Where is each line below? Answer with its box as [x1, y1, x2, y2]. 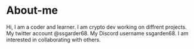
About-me [6, 4, 58, 17]
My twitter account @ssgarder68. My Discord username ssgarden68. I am [6, 29, 189, 36]
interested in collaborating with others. [6, 36, 101, 43]
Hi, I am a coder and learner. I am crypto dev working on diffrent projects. [6, 23, 187, 30]
